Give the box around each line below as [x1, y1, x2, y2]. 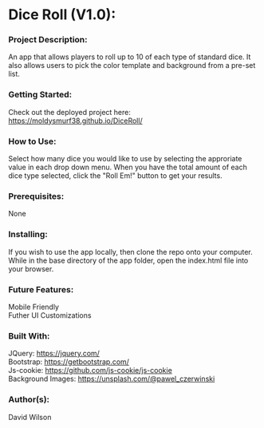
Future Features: [8, 283, 74, 295]
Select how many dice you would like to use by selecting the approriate [8, 154, 242, 164]
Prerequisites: [8, 191, 65, 201]
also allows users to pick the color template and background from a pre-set [8, 61, 256, 70]
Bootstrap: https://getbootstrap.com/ [8, 357, 130, 367]
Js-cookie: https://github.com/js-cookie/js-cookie [8, 366, 173, 375]
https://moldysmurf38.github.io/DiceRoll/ [8, 116, 143, 125]
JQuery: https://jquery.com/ [8, 349, 100, 359]
